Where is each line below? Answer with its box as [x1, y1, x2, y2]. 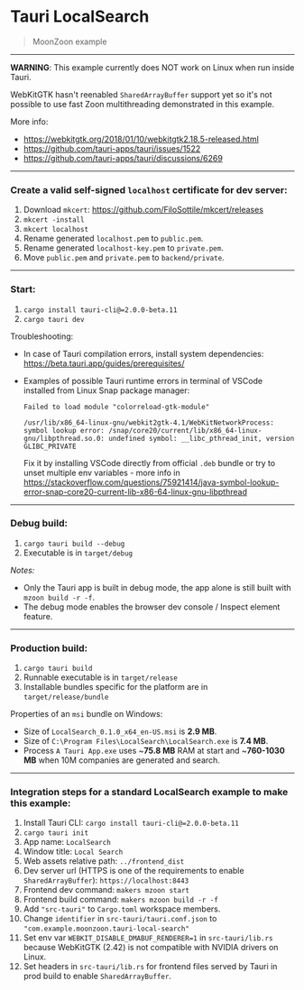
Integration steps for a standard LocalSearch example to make [10, 786, 289, 799]
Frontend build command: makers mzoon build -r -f [23, 894, 219, 905]
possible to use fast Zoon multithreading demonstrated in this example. [10, 98, 275, 109]
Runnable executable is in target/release [23, 672, 179, 683]
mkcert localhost [23, 225, 89, 234]
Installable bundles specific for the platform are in [23, 682, 208, 692]
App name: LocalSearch [23, 837, 111, 848]
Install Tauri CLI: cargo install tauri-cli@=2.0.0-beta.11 [23, 818, 240, 829]
